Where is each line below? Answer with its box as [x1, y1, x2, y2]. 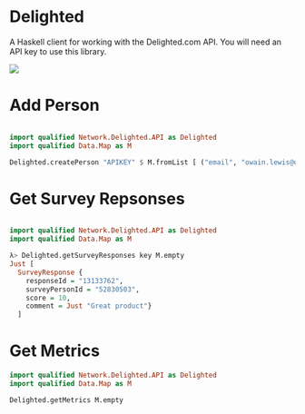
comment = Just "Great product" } [25, 301, 152, 310]
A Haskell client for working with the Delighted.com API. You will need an [9, 36, 282, 47]
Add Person [9, 95, 100, 115]
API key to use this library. [9, 45, 107, 56]
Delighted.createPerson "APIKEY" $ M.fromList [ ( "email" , [9, 157, 238, 167]
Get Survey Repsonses [9, 188, 185, 209]
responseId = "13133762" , [25, 276, 124, 285]
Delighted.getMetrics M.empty [9, 395, 124, 405]
